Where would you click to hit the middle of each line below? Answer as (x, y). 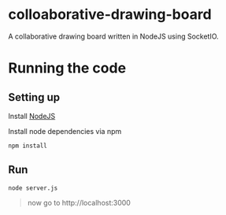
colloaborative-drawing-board (110, 15)
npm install (28, 146)
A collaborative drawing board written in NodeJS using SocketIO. (113, 36)
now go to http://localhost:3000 (79, 202)
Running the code (67, 68)
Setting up (34, 97)
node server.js (33, 188)
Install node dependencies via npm (65, 131)
